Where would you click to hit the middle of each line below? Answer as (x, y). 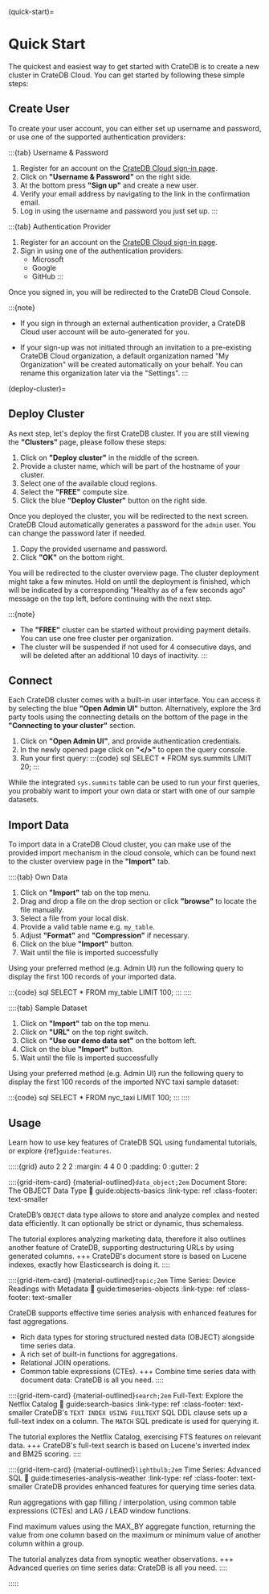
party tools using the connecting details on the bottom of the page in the (128, 717)
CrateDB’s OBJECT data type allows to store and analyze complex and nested (134, 1215)
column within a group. (46, 1543)
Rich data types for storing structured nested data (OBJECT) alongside (137, 1337)
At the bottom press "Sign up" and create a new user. (109, 185)
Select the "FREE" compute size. (75, 491)
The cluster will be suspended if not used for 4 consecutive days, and (135, 647)
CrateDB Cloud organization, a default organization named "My (124, 356)
